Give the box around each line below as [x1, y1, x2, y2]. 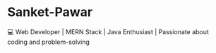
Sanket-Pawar [7, 4, 93, 20]
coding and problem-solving [7, 38, 90, 46]
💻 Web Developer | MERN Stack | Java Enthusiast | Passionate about [7, 27, 210, 36]
